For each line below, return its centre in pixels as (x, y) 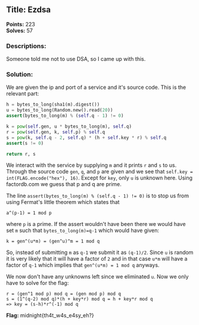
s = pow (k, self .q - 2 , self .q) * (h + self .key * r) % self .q (86, 137)
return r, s (21, 154)
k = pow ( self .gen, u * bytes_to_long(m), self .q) (69, 127)
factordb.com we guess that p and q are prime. (64, 184)
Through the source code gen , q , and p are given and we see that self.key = (99, 172)
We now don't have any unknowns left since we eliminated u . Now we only (97, 277)
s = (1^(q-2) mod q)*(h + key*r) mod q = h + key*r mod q (80, 299)
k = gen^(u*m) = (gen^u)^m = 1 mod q (53, 242)
